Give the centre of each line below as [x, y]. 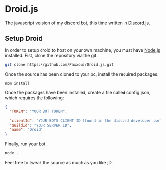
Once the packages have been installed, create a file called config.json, [78, 92]
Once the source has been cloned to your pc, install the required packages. [82, 74]
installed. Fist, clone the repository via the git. [51, 55]
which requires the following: [35, 98]
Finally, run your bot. [26, 144]
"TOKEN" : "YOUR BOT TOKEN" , [39, 111]
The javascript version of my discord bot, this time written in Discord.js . [78, 23]
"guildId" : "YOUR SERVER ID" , [41, 125]
